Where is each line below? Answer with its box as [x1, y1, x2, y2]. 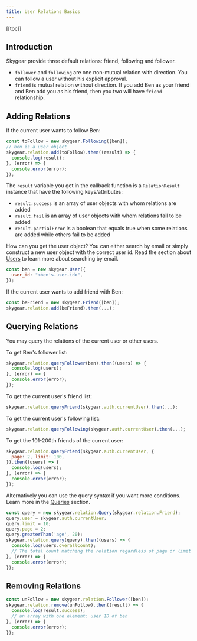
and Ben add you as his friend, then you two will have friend [14, 88, 162, 95]
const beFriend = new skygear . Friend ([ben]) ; [6, 300, 120, 305]
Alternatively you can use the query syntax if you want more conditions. [6, 492, 181, 499]
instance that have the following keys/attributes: [6, 188, 123, 196]
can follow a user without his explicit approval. [14, 75, 128, 83]
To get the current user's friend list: [6, 392, 93, 399]
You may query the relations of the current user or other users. [6, 337, 159, 344]
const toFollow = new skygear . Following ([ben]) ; [6, 138, 128, 145]
